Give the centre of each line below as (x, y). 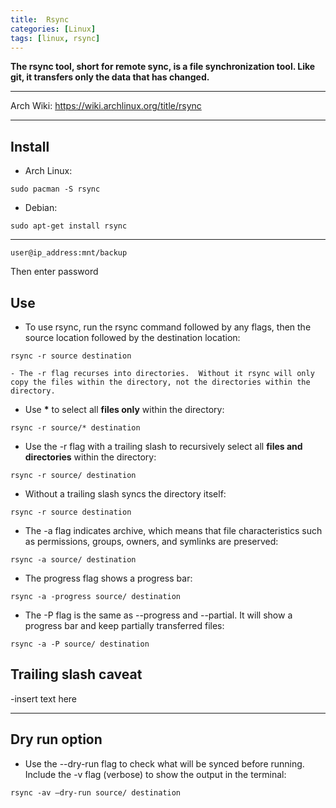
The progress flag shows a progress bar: (108, 578)
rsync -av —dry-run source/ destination (96, 792)
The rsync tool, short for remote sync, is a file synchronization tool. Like (163, 67)
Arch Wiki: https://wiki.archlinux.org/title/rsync (106, 106)
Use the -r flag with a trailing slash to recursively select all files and (163, 446)
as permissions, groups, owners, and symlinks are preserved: (151, 541)
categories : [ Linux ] (53, 29)
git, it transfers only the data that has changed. (110, 77)
